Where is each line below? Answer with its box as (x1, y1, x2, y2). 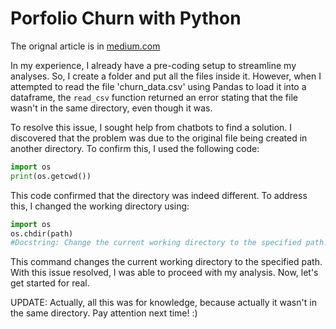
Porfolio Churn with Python (10, 7, 242, 30)
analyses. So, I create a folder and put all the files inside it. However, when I (10, 70, 322, 82)
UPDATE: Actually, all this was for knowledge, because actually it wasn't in (10, 297, 317, 309)
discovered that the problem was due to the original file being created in (10, 132, 308, 144)
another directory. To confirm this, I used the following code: (10, 142, 260, 154)
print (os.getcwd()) (10, 171, 92, 181)
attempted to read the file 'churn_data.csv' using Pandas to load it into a (10, 80, 307, 92)
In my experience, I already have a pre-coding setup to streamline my (10, 59, 297, 71)
